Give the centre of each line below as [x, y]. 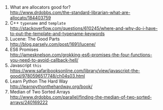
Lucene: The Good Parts [35, 39]
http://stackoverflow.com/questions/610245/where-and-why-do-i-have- [84, 28]
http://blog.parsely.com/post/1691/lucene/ [53, 44]
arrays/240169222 [29, 102]
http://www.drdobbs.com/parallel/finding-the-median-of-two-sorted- [81, 97]
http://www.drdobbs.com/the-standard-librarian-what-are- [70, 12]
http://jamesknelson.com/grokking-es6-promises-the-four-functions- [81, 55]
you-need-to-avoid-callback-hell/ [44, 60]
